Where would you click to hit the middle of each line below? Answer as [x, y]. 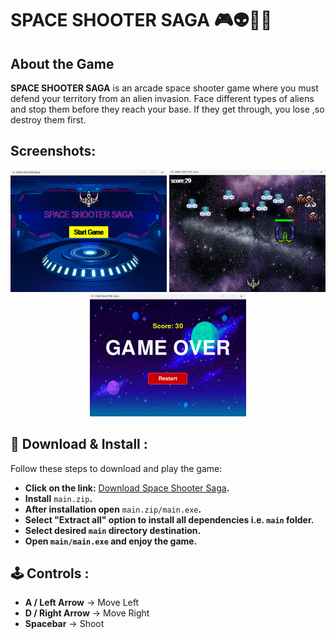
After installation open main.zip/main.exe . [113, 509]
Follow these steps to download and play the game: [116, 468]
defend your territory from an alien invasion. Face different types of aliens [162, 98]
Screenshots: [53, 151]
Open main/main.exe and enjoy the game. [111, 541]
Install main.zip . [58, 498]
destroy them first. [48, 120]
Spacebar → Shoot [64, 624]
